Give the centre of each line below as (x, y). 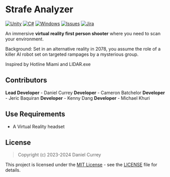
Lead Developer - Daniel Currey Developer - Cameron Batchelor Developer (85, 93)
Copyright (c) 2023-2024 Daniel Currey (59, 155)
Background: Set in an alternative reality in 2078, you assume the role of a (83, 49)
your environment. (25, 39)
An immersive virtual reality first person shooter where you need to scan (83, 33)
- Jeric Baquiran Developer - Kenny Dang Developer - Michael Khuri (78, 98)
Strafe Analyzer (39, 9)
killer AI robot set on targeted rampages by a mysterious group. (72, 54)
